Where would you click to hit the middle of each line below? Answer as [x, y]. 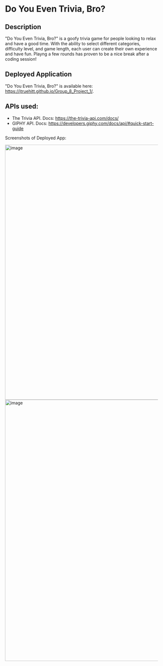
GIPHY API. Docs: [30, 123]
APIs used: [22, 106]
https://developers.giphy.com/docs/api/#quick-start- [101, 123]
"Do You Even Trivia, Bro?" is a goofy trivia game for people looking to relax [81, 38]
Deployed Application [38, 74]
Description [23, 27]
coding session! [21, 59]
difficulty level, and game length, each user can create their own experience [81, 49]
